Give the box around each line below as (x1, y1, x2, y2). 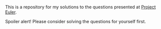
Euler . (5, 9, 17, 15)
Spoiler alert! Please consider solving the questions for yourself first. (5, 19, 146, 24)
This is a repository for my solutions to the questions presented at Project (5, 4, 156, 10)
